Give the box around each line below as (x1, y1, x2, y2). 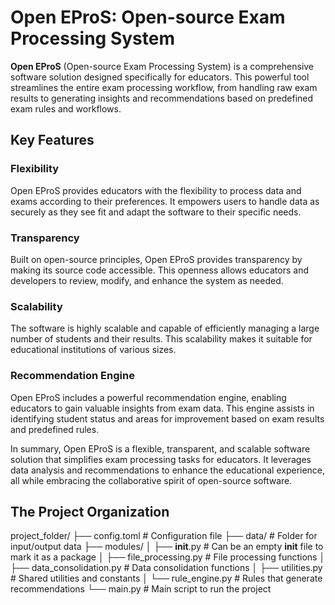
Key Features (10, 132, 95, 149)
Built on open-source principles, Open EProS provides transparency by (10, 253, 303, 265)
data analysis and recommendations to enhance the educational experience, (10, 464, 326, 476)
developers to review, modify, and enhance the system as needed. (10, 274, 284, 286)
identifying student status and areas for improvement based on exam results (10, 412, 325, 425)
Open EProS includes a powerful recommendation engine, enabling (10, 391, 287, 403)
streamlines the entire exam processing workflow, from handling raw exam (10, 81, 318, 93)
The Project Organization (10, 503, 170, 520)
